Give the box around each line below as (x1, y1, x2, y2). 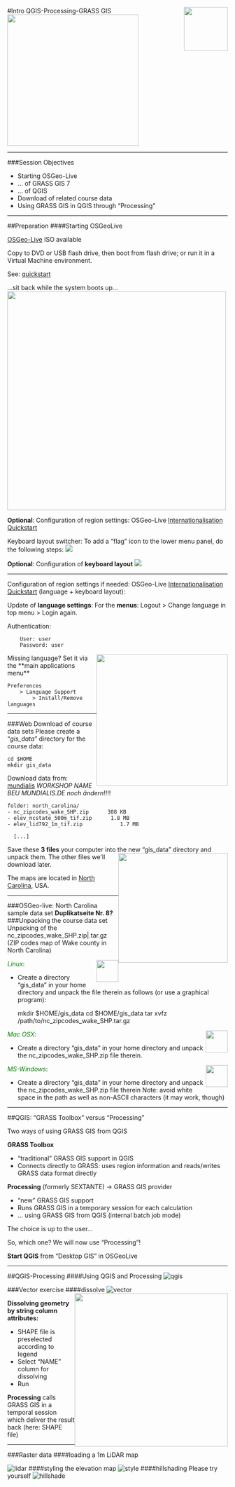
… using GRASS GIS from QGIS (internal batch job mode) (17, 1211, 181, 1219)
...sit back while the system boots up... (7, 284, 118, 292)
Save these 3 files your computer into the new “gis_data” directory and (7, 845, 212, 854)
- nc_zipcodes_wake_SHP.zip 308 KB (7, 809, 127, 816)
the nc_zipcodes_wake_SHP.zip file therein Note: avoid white (17, 1086, 193, 1094)
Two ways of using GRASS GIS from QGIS (7, 1127, 128, 1135)
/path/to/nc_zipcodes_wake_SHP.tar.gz (17, 1017, 131, 1025)
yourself (7, 1472, 31, 1480)
